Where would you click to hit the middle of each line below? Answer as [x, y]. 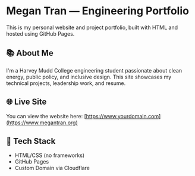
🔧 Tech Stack [31, 141]
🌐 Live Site [26, 102]
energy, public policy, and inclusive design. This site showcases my [89, 77]
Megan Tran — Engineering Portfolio [97, 11]
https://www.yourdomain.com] [123, 116]
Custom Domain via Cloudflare [52, 168]
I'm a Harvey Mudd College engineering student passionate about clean [94, 70]
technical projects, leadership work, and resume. [66, 83]
